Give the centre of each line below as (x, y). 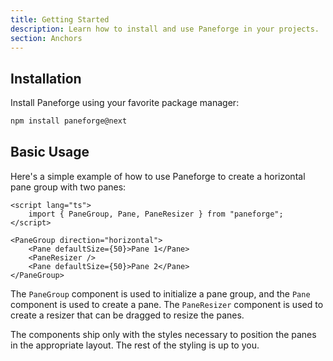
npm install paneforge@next (69, 121)
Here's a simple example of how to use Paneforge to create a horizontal (158, 176)
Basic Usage (50, 152)
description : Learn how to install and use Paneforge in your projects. (165, 29)
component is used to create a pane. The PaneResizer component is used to (167, 304)
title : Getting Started (60, 19)
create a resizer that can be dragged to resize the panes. (127, 315)
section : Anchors (46, 38)
